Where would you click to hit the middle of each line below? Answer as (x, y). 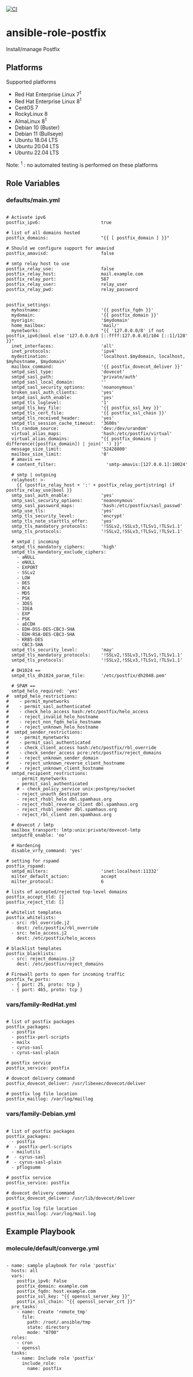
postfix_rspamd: (26, 866)
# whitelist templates (34, 913)
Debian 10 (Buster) (37, 127)
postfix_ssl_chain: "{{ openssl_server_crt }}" (76, 1302)
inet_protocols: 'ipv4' (64, 351)
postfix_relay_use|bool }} (39, 490)
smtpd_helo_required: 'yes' (46, 691)
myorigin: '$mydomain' (71, 321)
